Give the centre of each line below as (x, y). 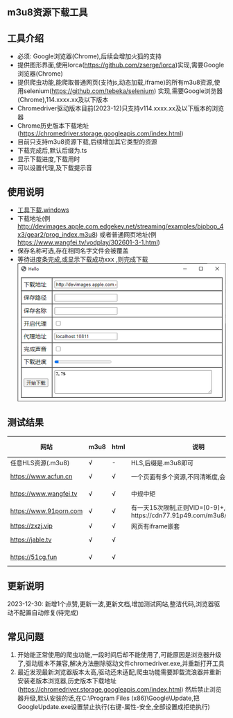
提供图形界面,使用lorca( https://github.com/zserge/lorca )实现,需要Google (121, 65)
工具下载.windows (43, 210)
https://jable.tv (31, 540)
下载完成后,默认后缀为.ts (52, 151)
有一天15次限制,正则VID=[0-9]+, (178, 508)
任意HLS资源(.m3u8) (40, 462)
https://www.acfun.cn (41, 476)
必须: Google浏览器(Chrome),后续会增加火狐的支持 (89, 56)
